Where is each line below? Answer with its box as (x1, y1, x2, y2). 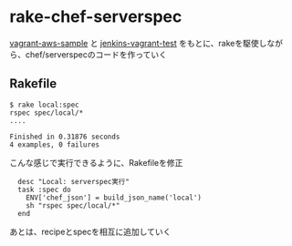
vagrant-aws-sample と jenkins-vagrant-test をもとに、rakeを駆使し (9, 37, 267, 48)
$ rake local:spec (9, 100, 79, 109)
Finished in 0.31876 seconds (9, 132, 120, 141)
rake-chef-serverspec (9, 6, 182, 27)
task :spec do (17, 185, 71, 194)
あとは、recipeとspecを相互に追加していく (9, 226, 172, 237)
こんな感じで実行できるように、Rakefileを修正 (9, 157, 183, 168)
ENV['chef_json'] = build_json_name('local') (26, 193, 203, 202)
